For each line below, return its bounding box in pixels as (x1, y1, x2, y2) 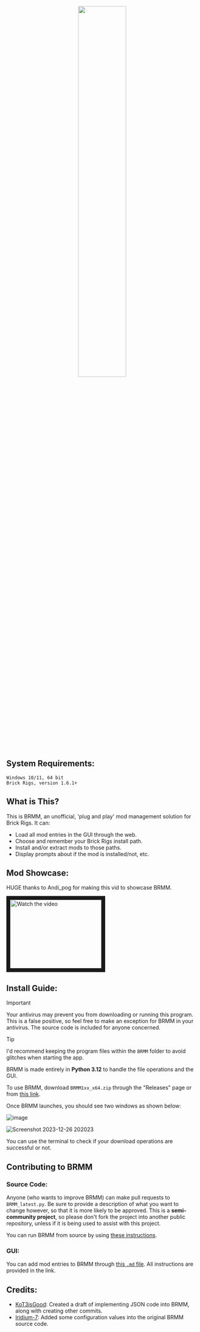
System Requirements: (6, 758, 95, 769)
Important (6, 999, 31, 1006)
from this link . (6, 1090, 41, 1098)
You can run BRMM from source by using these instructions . (6, 1231, 157, 1238)
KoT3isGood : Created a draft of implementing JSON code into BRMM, (15, 1301, 190, 1308)
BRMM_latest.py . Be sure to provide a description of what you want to (6, 1200, 179, 1207)
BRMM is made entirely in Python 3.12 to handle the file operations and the (6, 1065, 194, 1073)
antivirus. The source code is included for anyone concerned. (6, 1024, 161, 1031)
